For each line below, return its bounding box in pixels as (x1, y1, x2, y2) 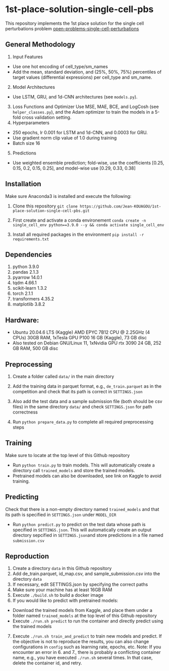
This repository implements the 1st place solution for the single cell (5, 20, 144, 26)
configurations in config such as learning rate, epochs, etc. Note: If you (12, 644, 161, 650)
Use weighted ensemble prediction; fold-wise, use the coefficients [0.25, (12, 160, 164, 166)
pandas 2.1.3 (12, 269, 39, 275)
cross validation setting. (22, 114, 72, 120)
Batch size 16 (12, 140, 40, 146)
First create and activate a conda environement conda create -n (12, 217, 146, 223)
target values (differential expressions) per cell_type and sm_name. (12, 74, 152, 80)
